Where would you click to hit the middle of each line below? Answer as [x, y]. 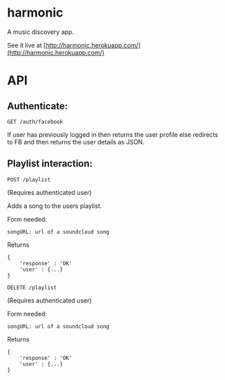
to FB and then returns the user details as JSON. [76, 142]
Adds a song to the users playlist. [55, 206]
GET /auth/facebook [35, 122]
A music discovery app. [41, 32]
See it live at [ [27, 45]
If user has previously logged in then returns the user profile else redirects [113, 134]
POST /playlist [29, 180]
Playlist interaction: [50, 164]
